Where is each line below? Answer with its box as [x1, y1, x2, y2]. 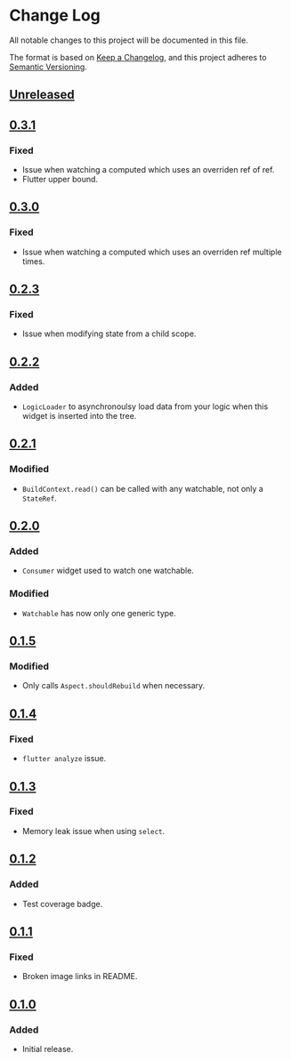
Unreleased [9, 87, 76, 102]
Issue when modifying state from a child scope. [21, 328, 197, 339]
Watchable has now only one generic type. [21, 607, 176, 618]
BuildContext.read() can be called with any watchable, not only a [21, 483, 264, 494]
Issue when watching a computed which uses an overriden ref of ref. [21, 165, 275, 175]
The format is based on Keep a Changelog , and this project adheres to [9, 52, 267, 62]
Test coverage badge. [21, 898, 103, 909]
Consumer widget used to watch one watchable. [21, 566, 194, 576]
